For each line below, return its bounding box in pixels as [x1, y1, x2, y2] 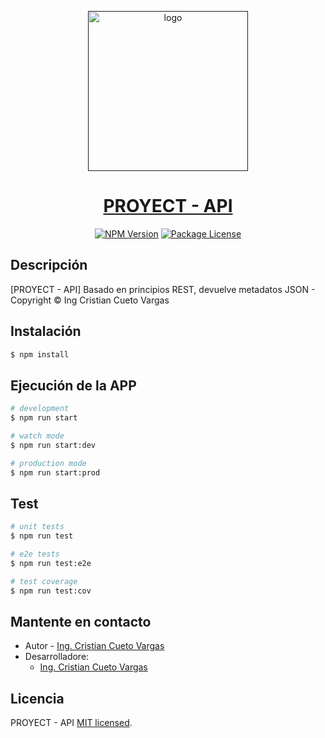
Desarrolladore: [24, 651, 90, 663]
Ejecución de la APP [10, 377, 137, 394]
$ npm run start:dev [10, 440, 97, 450]
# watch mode [10, 431, 65, 441]
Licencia [10, 690, 65, 707]
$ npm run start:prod [10, 467, 101, 478]
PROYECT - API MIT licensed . [10, 717, 133, 729]
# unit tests [10, 522, 65, 532]
